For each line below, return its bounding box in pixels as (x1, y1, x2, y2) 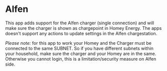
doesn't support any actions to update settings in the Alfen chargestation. (5, 30, 157, 36)
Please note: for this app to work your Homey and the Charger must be (5, 40, 152, 46)
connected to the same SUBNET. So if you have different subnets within (5, 45, 154, 51)
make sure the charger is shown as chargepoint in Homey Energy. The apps (5, 25, 162, 31)
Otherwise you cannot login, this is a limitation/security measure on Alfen (5, 56, 156, 62)
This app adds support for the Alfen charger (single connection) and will (5, 20, 154, 26)
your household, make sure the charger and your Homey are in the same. (5, 51, 156, 57)
